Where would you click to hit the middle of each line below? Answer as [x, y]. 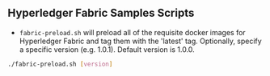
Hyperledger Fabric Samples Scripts [101, 13]
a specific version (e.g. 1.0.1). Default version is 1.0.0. [107, 49]
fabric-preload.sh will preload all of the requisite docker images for [132, 32]
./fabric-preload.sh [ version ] [60, 64]
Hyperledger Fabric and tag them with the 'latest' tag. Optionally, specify [140, 41]
